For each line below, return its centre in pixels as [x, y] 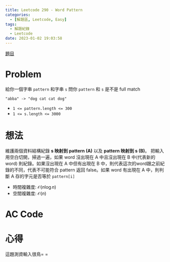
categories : [18, 15]
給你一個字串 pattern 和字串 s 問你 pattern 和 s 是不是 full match [73, 89]
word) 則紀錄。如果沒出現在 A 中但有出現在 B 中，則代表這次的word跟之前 [83, 163]
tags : [11, 24]
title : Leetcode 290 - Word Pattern [44, 10]
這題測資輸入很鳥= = [27, 254]
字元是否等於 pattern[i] [49, 176]
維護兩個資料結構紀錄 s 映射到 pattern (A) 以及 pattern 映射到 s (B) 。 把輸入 [84, 151]
